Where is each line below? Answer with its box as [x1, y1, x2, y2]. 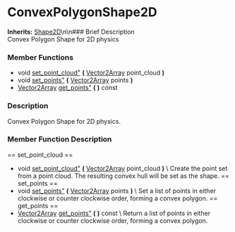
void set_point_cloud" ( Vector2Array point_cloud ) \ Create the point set [17, 164, 228, 172]
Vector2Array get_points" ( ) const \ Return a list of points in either [17, 209, 210, 217]
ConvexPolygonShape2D [7, 4, 157, 20]
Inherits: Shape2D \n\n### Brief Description [7, 27, 135, 36]
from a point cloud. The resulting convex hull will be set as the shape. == [17, 172, 229, 180]
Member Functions [7, 52, 74, 62]
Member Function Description [7, 134, 112, 144]
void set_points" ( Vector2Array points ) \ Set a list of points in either [17, 186, 217, 195]
